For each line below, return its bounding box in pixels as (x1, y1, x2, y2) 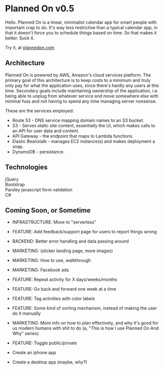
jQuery (5, 176, 19, 182)
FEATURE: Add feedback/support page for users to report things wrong (12, 229, 157, 235)
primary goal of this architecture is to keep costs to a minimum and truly (5, 77, 151, 83)
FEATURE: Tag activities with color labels (12, 296, 95, 301)
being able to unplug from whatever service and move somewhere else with (5, 93, 159, 99)
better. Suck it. (5, 35, 35, 41)
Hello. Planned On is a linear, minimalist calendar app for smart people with (5, 19, 157, 25)
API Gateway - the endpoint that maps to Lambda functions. (12, 133, 134, 139)
